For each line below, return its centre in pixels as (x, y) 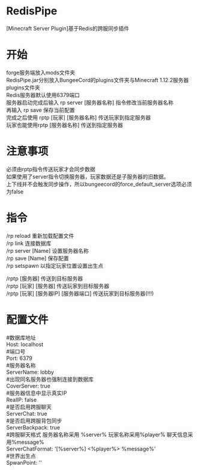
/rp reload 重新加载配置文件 (40, 235)
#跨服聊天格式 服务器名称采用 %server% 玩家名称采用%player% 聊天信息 (97, 434)
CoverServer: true (28, 386)
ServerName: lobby (30, 372)
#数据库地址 (21, 337)
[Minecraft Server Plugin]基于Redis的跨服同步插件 (68, 28)
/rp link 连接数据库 (29, 243)
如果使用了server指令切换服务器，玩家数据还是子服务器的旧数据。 (88, 176)
